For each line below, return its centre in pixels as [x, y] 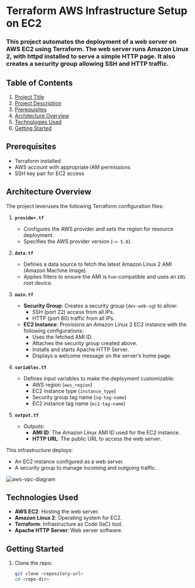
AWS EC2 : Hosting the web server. [57, 512]
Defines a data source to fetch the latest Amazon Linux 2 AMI [97, 264]
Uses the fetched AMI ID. [62, 337]
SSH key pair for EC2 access [49, 173]
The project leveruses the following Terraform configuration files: [85, 206]
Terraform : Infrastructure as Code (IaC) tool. [69, 524]
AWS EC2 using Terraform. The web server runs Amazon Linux [97, 49]
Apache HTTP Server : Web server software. [68, 530]
